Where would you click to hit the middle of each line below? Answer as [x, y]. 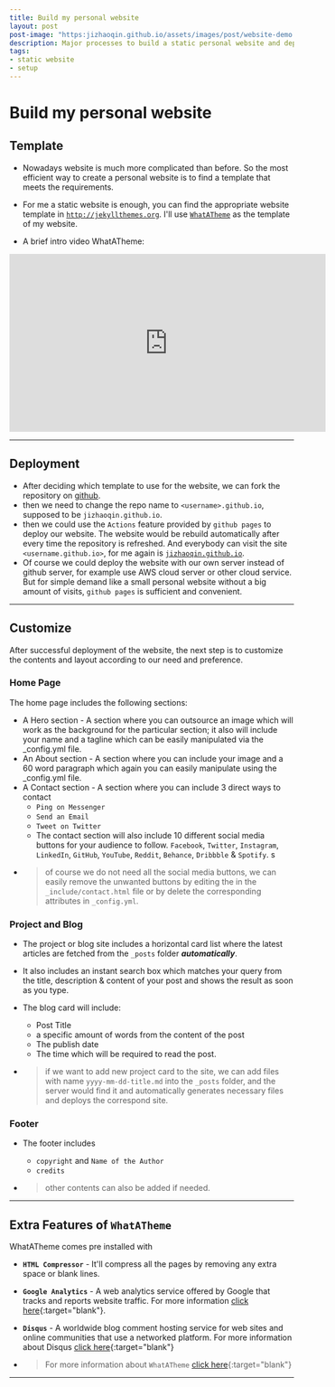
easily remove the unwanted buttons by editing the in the [151, 881]
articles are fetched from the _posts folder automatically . [130, 953]
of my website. [50, 223]
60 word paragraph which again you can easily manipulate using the [149, 768]
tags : [19, 52]
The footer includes [59, 1143]
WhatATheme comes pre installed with [81, 1247]
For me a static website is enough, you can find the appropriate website [156, 204]
